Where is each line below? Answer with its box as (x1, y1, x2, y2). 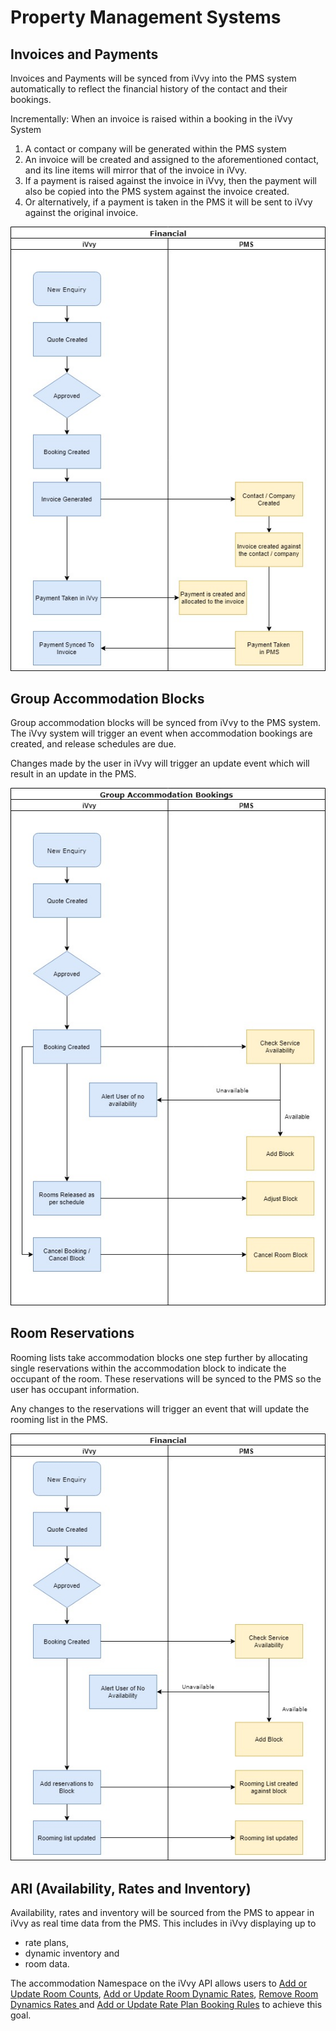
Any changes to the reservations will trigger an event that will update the (10, 1402, 310, 1415)
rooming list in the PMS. (10, 1413, 109, 1425)
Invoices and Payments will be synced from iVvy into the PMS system (10, 72, 297, 84)
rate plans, (24, 1937, 69, 1949)
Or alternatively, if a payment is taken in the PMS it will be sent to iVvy (24, 196, 313, 208)
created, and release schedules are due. (10, 738, 177, 750)
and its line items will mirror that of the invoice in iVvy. (24, 164, 248, 176)
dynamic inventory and (24, 1947, 120, 1960)
